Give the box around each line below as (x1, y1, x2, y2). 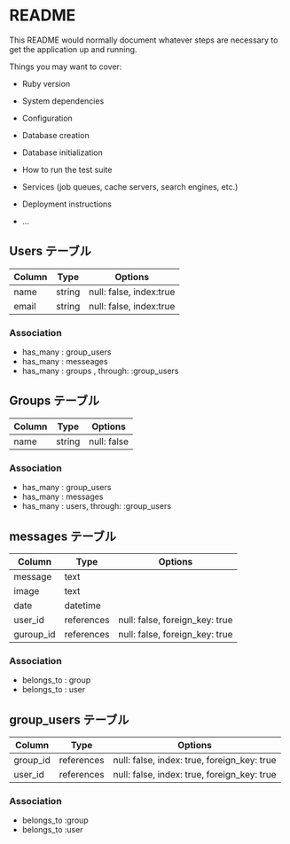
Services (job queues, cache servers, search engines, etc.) (21, 181, 239, 191)
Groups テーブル (9, 394, 100, 409)
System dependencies (21, 95, 105, 106)
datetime (64, 599, 102, 612)
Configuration (21, 113, 73, 123)
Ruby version (21, 78, 71, 89)
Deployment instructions (21, 199, 113, 209)
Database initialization (21, 147, 104, 158)
